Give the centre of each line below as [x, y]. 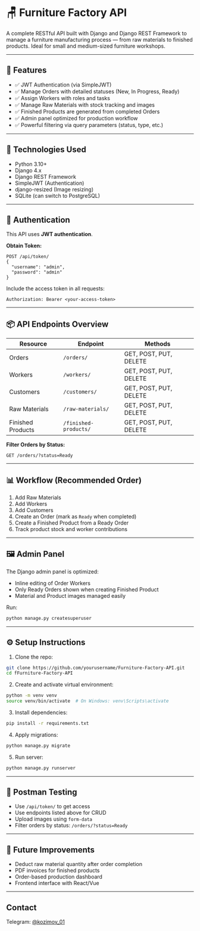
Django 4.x [28, 170]
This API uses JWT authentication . [50, 234]
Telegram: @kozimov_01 [36, 922]
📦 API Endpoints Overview [57, 324]
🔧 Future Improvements [51, 850]
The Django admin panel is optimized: [53, 572]
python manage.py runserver [41, 768]
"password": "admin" [37, 272]
